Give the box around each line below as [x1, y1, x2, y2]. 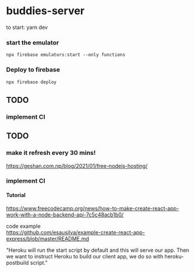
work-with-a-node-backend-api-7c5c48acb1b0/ [6, 211, 124, 218]
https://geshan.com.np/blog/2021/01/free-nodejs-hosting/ [6, 162, 148, 169]
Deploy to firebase [6, 66, 60, 74]
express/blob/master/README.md [6, 235, 90, 242]
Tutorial [6, 192, 26, 199]
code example [6, 222, 41, 229]
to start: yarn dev [6, 24, 48, 31]
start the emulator [6, 38, 59, 47]
